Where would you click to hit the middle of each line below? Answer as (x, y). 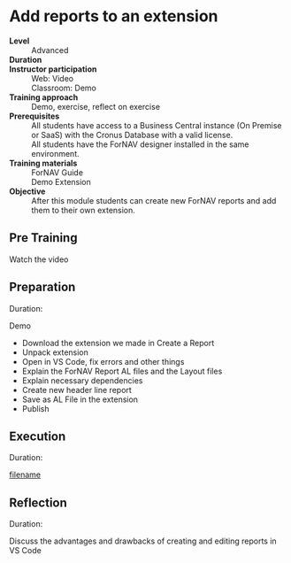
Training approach (44, 97)
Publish (36, 408)
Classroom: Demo (64, 88)
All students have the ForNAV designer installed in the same (140, 144)
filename (25, 474)
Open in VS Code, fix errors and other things (103, 361)
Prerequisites (34, 116)
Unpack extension (55, 352)
